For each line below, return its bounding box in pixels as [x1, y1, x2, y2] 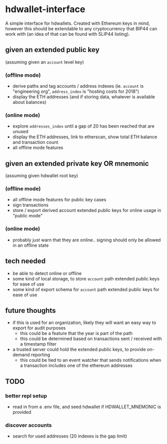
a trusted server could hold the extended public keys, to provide [12, 347, 146, 353]
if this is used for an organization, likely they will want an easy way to [12, 319, 156, 326]
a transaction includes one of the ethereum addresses [20, 362, 133, 369]
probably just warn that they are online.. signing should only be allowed [12, 237, 161, 243]
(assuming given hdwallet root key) [5, 173, 78, 179]
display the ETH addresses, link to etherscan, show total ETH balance [12, 134, 157, 140]
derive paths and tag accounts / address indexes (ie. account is [12, 83, 144, 89]
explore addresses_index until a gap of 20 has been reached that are [12, 123, 155, 129]
